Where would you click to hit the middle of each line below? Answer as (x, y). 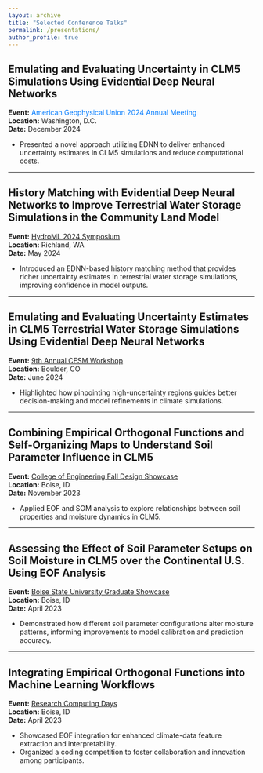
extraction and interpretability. (68, 744)
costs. (29, 161)
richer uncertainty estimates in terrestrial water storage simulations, (129, 276)
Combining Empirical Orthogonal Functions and (126, 433)
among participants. (52, 760)
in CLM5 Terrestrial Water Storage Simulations (124, 329)
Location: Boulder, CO (44, 369)
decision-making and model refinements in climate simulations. (121, 400)
